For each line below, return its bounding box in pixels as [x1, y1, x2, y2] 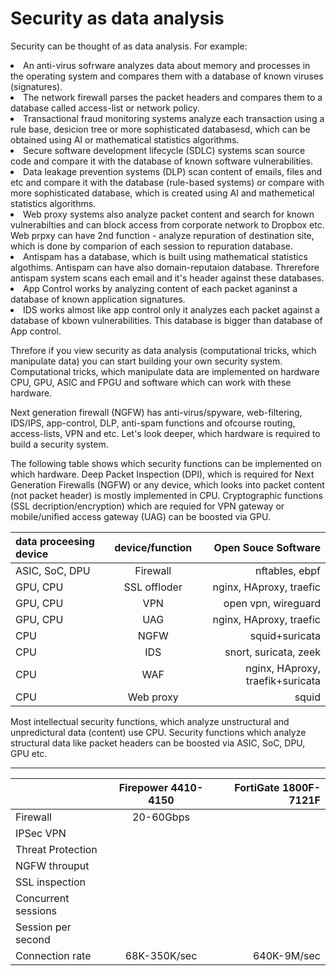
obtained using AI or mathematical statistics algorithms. [10, 133, 240, 146]
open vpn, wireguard [223, 596, 321, 610]
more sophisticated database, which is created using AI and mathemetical [10, 187, 315, 199]
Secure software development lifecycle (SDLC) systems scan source [23, 144, 306, 156]
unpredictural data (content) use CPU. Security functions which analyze [10, 726, 307, 738]
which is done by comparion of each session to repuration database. [10, 240, 293, 252]
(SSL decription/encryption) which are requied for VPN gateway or [10, 500, 285, 512]
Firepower [118, 780, 169, 794]
